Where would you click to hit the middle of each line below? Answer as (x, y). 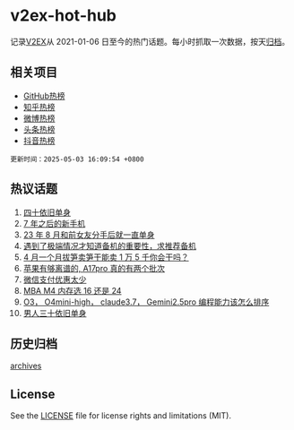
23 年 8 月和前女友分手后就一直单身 (89, 235)
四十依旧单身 (47, 212)
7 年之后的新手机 (54, 223)
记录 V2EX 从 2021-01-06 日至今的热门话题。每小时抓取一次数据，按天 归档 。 (150, 41)
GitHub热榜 (44, 96)
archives (26, 366)
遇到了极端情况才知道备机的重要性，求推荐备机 (109, 245)
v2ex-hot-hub (64, 16)
